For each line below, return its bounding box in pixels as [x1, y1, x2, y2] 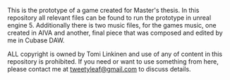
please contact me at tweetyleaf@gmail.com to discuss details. [7, 65, 192, 73]
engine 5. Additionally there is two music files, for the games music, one [7, 21, 217, 29]
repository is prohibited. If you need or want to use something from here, [7, 57, 219, 66]
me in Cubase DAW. [7, 36, 65, 45]
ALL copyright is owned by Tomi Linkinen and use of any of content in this [7, 50, 223, 58]
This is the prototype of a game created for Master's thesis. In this [7, 6, 200, 14]
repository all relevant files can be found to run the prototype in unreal [7, 13, 212, 22]
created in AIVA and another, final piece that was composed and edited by [7, 28, 224, 37]
